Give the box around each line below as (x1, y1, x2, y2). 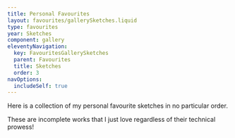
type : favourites (7, 23, 59, 30)
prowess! (7, 123, 34, 131)
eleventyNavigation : (7, 43, 68, 50)
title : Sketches (13, 63, 61, 70)
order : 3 (13, 69, 40, 76)
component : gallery (7, 37, 65, 44)
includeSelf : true (13, 82, 68, 89)
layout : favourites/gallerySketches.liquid (7, 17, 138, 24)
